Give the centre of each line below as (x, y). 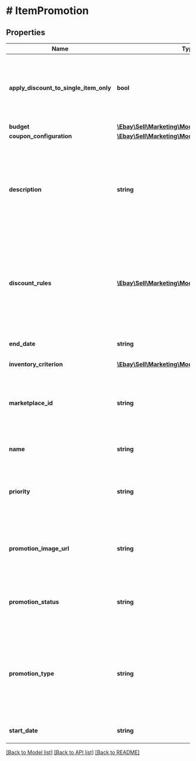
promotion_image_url (39, 548)
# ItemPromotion (48, 11)
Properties (26, 32)
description (25, 190)
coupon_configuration (41, 136)
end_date (22, 344)
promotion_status (34, 602)
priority (20, 491)
